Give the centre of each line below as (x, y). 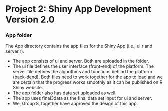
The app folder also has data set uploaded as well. (64, 93)
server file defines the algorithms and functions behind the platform (82, 72)
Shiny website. (28, 88)
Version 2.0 (30, 20)
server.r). (15, 51)
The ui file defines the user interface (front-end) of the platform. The (83, 66)
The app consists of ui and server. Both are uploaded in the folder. (81, 61)
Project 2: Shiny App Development (78, 9)
